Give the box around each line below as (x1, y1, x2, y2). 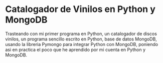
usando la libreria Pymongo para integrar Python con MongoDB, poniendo (5, 41, 158, 47)
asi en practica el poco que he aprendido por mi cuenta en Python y (5, 46, 146, 52)
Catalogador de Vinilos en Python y (5, 3, 155, 15)
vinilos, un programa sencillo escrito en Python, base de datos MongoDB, (5, 36, 157, 42)
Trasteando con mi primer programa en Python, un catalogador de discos (5, 30, 157, 36)
